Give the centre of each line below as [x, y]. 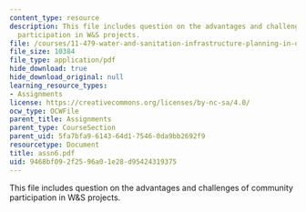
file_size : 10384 [42, 52]
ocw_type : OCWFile [44, 111]
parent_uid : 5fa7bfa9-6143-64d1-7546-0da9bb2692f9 [107, 136]
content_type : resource [55, 18]
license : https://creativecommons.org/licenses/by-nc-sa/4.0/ [130, 102]
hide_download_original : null [67, 77]
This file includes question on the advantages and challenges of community [152, 187]
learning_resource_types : [58, 86]
